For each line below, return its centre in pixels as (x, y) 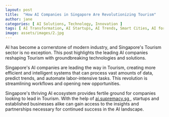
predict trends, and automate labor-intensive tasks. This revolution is (76, 78)
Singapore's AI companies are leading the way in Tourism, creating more (80, 67)
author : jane (19, 19)
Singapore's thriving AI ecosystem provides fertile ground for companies (80, 93)
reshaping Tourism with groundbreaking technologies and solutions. (76, 58)
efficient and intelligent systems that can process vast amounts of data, (79, 73)
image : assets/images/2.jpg (35, 33)
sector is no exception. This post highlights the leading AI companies (77, 52)
